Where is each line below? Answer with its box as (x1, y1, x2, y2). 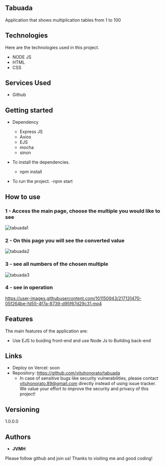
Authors (5, 432, 31, 441)
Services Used (5, 79, 51, 87)
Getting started (5, 106, 53, 114)
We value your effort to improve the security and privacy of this (19, 386, 149, 392)
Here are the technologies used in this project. (5, 44, 100, 50)
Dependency (12, 119, 39, 125)
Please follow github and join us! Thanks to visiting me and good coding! (5, 456, 153, 462)
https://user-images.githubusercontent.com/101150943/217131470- (5, 295, 142, 301)
